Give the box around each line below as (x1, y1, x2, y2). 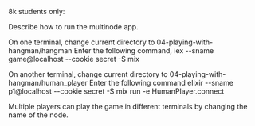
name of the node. (8, 110, 69, 120)
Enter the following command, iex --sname (73, 46, 214, 55)
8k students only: (8, 7, 65, 16)
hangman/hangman (8, 46, 73, 55)
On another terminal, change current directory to (8, 70, 168, 78)
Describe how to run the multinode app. (8, 22, 139, 31)
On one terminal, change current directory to (8, 37, 155, 47)
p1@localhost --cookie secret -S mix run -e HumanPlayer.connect (8, 86, 225, 96)
